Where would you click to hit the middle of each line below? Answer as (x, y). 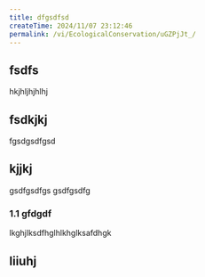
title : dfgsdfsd (39, 17)
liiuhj (23, 261)
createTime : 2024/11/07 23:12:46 (71, 26)
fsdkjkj (28, 120)
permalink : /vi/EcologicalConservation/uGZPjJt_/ (103, 34)
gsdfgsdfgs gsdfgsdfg (50, 190)
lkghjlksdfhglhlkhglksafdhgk (60, 233)
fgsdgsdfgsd (32, 141)
